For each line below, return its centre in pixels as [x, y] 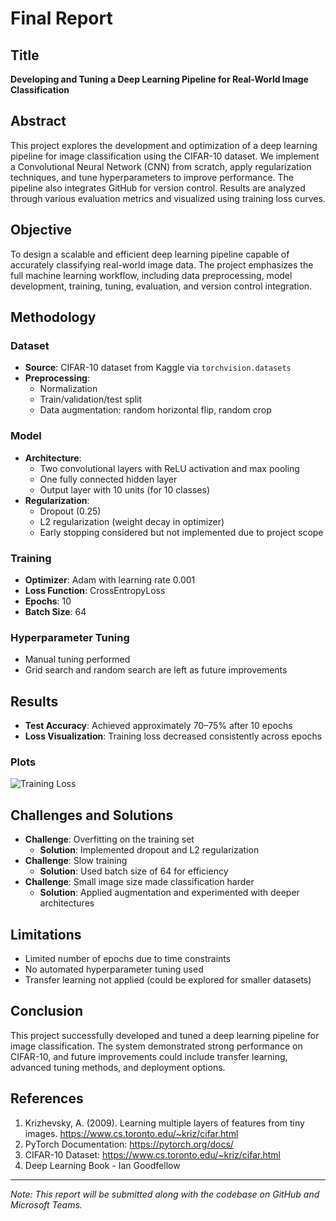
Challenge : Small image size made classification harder [139, 882]
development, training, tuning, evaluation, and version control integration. [161, 286]
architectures [67, 903]
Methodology [53, 317]
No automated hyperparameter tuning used [114, 969]
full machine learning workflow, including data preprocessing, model [151, 275]
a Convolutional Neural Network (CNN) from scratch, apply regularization [161, 166]
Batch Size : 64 [55, 611]
